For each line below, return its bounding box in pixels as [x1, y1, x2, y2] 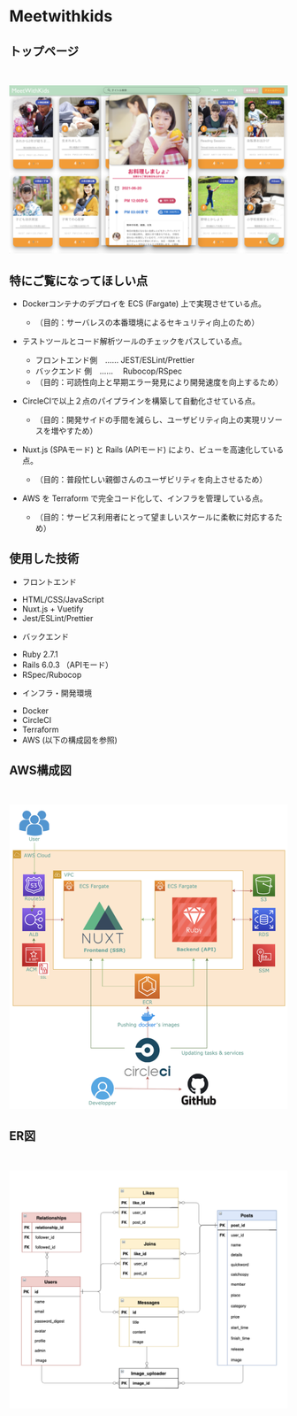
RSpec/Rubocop [21, 669, 82, 680]
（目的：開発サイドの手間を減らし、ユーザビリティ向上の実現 [34, 414, 260, 425]
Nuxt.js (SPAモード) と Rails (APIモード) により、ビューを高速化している [21, 444, 285, 455]
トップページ [9, 43, 80, 58]
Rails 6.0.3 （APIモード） [21, 659, 113, 670]
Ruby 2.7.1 [21, 649, 59, 659]
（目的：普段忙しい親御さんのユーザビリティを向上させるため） [34, 473, 268, 484]
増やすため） [50, 425, 98, 435]
